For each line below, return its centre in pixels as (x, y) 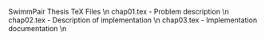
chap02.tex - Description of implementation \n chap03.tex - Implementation (133, 20)
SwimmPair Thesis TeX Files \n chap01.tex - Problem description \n (119, 12)
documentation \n (38, 28)
